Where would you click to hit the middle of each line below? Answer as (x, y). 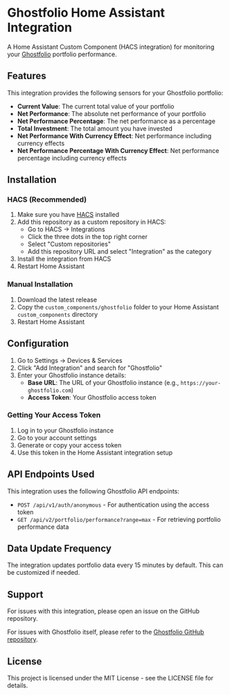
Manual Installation (40, 284)
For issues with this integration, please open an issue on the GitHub (103, 611)
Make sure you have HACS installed (68, 215)
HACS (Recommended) (47, 199)
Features (27, 76)
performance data (43, 527)
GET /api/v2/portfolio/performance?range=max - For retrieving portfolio (119, 519)
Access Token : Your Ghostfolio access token (92, 397)
